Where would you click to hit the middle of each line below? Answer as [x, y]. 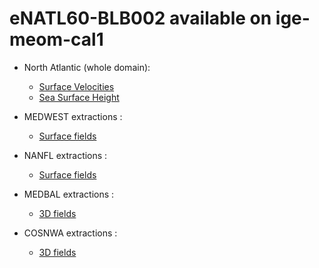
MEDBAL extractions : [69, 194]
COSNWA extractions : [70, 233]
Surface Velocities [76, 86]
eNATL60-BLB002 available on [140, 18]
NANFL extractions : [65, 155]
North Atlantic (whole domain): [87, 67]
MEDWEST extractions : [73, 116]
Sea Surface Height [79, 97]
